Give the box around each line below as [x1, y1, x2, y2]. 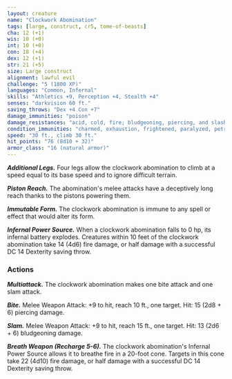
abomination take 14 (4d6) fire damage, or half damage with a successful [7, 240, 215, 248]
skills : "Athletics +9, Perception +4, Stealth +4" [7, 94, 159, 101]
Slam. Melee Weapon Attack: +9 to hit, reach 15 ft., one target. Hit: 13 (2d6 [7, 322, 220, 330]
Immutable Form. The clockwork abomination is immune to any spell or [7, 205, 211, 213]
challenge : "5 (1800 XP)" [7, 81, 81, 88]
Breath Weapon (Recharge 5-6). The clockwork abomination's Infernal [7, 342, 211, 351]
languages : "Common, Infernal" [7, 87, 97, 94]
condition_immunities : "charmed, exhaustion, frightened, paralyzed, [7, 125, 212, 132]
